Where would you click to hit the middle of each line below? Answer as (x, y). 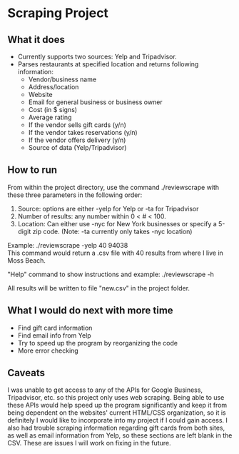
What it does (36, 40)
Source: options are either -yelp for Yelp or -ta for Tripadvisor (108, 208)
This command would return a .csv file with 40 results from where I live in (115, 253)
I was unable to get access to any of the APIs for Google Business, (105, 390)
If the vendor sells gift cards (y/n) (77, 125)
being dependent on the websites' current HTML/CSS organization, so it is (117, 413)
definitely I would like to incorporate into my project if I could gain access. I (118, 420)
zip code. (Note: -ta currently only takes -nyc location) (112, 231)
